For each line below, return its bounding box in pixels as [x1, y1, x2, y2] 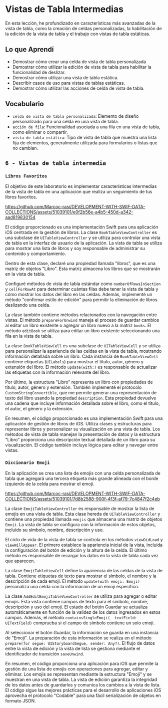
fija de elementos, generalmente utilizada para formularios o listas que [12, 139, 157, 146]
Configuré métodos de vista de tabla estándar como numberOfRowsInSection [5, 281, 161, 287]
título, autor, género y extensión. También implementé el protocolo [5, 384, 142, 390]
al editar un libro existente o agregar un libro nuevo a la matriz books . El [5, 322, 151, 329]
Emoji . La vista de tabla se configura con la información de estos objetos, [5, 521, 156, 527]
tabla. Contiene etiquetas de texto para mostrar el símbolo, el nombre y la [5, 573, 156, 579]
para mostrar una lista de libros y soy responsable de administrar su [5, 246, 145, 252]
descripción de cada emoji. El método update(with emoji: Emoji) [5, 578, 140, 584]
